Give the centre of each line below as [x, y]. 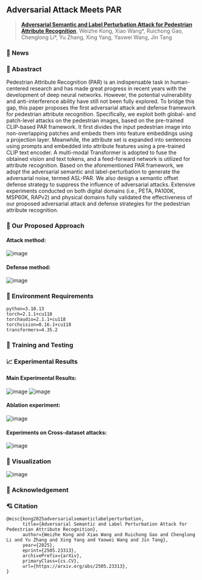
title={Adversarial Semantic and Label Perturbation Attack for [105, 524]
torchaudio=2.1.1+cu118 [36, 319]
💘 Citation [22, 507]
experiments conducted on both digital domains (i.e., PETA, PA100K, [91, 191]
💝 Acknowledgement [37, 490]
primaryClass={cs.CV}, [51, 561]
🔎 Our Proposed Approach [45, 225]
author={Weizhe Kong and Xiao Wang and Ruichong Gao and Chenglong [109, 535]
